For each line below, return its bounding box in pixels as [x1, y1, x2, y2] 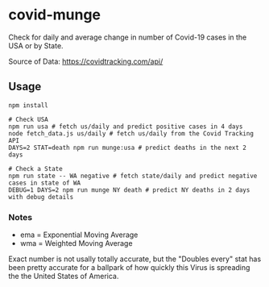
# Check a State [8, 164, 63, 173]
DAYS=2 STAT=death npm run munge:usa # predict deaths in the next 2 [8, 143, 247, 152]
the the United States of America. [8, 272, 119, 281]
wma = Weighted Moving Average [19, 239, 133, 248]
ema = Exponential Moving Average [19, 230, 139, 239]
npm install [8, 101, 48, 110]
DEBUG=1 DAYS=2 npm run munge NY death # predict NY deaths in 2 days [8, 185, 250, 194]
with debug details [8, 193, 74, 201]
